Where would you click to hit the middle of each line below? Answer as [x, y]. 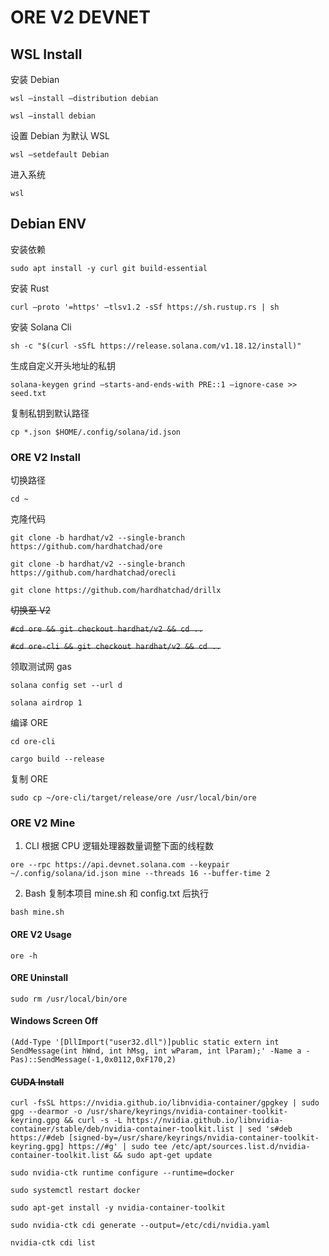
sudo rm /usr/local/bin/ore [69, 999]
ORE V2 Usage [41, 934]
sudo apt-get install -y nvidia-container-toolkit [118, 1208]
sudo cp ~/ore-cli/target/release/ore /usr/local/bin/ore [133, 798]
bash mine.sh [37, 912]
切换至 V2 [31, 610]
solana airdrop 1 [46, 703]
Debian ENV [48, 224]
